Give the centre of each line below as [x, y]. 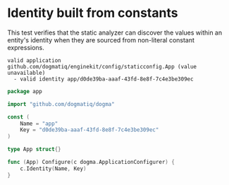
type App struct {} [34, 150]
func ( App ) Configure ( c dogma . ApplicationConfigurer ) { [91, 162]
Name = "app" [39, 124]
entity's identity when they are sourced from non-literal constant [101, 40]
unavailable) [26, 73]
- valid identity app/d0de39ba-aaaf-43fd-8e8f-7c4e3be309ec [104, 79]
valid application [34, 60]
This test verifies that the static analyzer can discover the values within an [115, 32]
